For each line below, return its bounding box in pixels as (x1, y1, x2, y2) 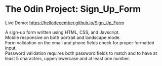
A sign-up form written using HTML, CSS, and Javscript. (5, 29, 120, 35)
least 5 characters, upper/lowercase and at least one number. (5, 55, 130, 61)
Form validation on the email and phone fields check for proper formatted (5, 39, 155, 45)
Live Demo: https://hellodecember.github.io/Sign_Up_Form (5, 20, 124, 26)
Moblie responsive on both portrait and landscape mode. (5, 34, 121, 40)
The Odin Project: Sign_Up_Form (5, 3, 141, 15)
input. (5, 45, 17, 51)
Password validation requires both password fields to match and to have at (5, 50, 157, 56)
